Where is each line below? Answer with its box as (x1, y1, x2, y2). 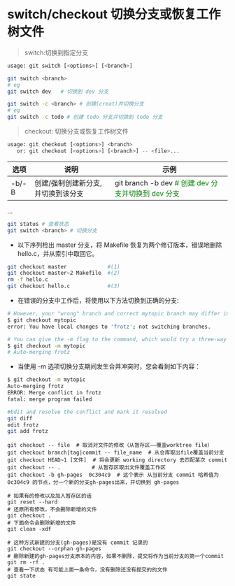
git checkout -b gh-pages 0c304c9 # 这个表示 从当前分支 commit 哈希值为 (7, 471, 219, 479)
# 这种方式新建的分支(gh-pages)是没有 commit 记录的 (7, 539, 148, 546)
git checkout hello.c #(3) (7, 283, 120, 290)
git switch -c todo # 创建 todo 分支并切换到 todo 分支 (7, 113, 163, 121)
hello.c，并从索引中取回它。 (17, 249, 99, 257)
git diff (7, 415, 33, 422)
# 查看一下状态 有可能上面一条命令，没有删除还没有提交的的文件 (7, 566, 168, 573)
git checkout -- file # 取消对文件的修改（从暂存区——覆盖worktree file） (7, 442, 213, 449)
